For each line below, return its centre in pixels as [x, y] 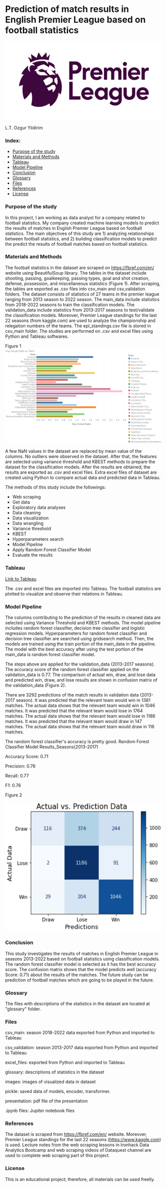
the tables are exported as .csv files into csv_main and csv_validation [75, 289]
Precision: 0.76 [20, 766]
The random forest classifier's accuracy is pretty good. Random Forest [77, 742]
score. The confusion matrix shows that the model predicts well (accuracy [81, 969]
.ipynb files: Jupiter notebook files [40, 1111]
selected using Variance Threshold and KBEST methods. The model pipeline [83, 623]
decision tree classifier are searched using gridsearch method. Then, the [79, 639]
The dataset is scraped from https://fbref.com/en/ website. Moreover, [76, 1134]
